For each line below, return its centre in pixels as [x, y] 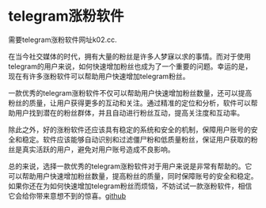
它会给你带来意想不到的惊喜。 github [67, 195]
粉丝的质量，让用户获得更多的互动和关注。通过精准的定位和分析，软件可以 [129, 103]
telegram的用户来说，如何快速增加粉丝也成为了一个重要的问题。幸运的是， [130, 66]
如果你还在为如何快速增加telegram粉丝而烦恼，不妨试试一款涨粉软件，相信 [130, 186]
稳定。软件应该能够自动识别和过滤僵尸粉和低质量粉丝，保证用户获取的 [136, 139]
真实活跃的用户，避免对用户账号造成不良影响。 [98, 149]
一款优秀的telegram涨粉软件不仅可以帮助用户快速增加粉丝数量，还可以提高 [130, 93]
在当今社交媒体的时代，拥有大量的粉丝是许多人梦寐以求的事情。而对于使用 [129, 56]
